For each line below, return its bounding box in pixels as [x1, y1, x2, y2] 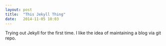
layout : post [5, 7, 32, 12]
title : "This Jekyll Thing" [5, 12, 66, 17]
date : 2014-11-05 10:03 [5, 16, 59, 21]
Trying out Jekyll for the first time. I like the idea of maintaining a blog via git [5, 30, 161, 36]
